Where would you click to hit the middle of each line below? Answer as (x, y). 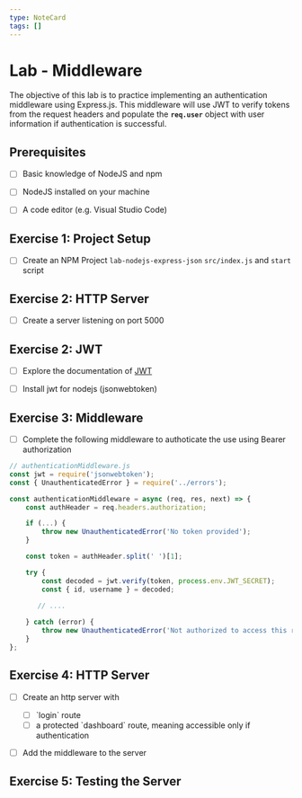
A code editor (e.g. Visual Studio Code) (95, 210)
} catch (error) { (60, 622)
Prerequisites (48, 152)
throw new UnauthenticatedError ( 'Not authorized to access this (164, 631)
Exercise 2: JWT (56, 349)
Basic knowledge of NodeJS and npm (92, 174)
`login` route (58, 714)
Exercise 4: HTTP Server (80, 675)
